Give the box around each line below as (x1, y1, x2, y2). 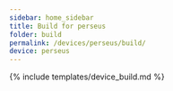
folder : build (9, 30, 63, 39)
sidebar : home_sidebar (9, 13, 94, 23)
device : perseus (9, 47, 70, 56)
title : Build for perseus (9, 22, 106, 31)
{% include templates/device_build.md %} (9, 71, 165, 82)
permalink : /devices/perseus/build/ (9, 38, 146, 48)
